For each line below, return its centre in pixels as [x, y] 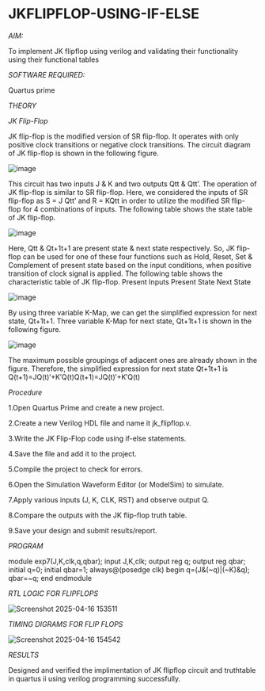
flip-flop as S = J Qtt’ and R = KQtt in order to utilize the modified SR [119, 200]
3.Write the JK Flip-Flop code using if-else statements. [97, 438]
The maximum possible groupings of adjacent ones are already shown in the [133, 360]
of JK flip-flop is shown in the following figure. [84, 153]
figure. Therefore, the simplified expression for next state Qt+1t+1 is [118, 368]
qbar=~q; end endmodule [50, 578]
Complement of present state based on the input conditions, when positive [130, 265]
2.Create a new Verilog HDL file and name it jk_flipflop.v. [100, 423]
